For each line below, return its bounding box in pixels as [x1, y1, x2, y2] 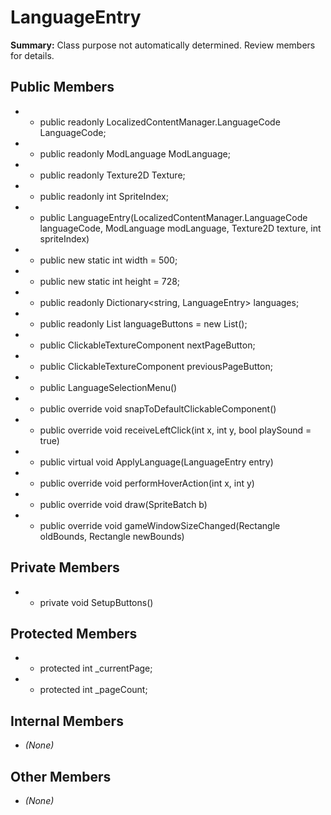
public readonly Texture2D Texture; [39, 169, 186, 181]
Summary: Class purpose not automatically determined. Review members [10, 39, 316, 51]
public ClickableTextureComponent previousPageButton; [39, 360, 273, 372]
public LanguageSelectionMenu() [39, 381, 178, 393]
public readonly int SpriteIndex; [39, 190, 169, 202]
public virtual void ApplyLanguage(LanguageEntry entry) [39, 456, 274, 468]
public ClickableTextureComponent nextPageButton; [39, 339, 256, 351]
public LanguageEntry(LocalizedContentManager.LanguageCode [39, 211, 308, 223]
